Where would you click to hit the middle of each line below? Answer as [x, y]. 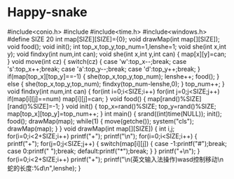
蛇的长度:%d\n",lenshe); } [44, 168]
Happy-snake [47, 12]
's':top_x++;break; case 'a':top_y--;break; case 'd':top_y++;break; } [104, 69]
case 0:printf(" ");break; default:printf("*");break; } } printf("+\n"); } [104, 151]
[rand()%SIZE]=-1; [34, 106]
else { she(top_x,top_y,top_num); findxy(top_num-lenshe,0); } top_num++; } [116, 84]
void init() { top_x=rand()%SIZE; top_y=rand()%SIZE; [141, 106]
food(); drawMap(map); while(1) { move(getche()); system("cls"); [101, 121]
